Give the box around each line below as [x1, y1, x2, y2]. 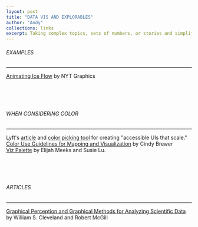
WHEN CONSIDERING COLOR [6, 110, 78, 117]
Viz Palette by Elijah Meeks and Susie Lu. [6, 146, 106, 153]
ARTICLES [6, 184, 31, 191]
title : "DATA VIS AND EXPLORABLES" [6, 14, 94, 20]
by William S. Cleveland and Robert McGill [6, 213, 108, 221]
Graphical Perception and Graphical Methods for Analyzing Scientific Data [6, 208, 186, 215]
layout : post [6, 8, 38, 15]
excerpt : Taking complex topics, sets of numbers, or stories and [6, 31, 173, 37]
